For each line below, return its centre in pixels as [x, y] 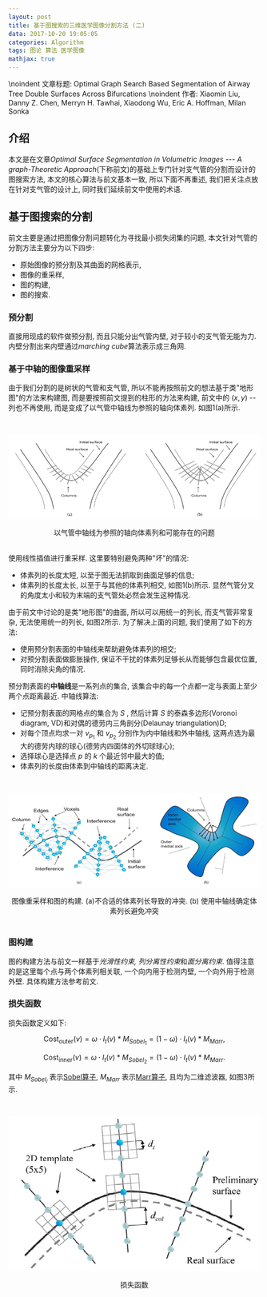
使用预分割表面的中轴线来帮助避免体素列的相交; [98, 649]
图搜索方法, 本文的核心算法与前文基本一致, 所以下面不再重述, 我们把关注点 [130, 179]
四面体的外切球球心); [141, 746]
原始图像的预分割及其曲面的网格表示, [80, 265]
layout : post [30, 17]
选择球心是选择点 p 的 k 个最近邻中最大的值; [92, 756]
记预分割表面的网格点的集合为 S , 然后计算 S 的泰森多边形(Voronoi [128, 713]
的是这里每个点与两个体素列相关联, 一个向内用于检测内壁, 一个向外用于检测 [131, 971]
